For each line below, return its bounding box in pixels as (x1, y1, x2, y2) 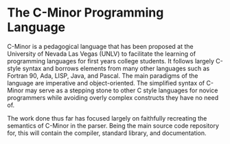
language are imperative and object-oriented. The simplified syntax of (7, 79, 205, 87)
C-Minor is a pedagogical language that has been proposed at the (7, 42, 194, 50)
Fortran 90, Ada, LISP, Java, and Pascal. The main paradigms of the (7, 71, 198, 80)
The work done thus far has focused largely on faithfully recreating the (7, 114, 207, 122)
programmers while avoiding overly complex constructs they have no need (7, 93, 219, 101)
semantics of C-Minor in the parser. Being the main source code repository (7, 121, 220, 130)
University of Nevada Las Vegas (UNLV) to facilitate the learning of (7, 50, 196, 58)
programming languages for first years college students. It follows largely (7, 56, 215, 65)
